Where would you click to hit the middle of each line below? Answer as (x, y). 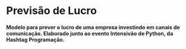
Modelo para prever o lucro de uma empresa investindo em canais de (93, 27)
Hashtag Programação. (35, 40)
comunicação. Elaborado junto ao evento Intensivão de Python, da (90, 33)
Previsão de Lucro (51, 11)
